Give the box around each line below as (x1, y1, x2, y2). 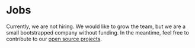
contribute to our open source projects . (6, 35, 103, 42)
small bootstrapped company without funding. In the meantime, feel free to (6, 29, 190, 36)
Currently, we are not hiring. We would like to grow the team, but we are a (6, 23, 186, 30)
